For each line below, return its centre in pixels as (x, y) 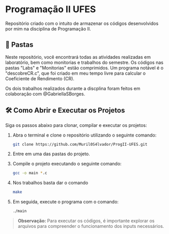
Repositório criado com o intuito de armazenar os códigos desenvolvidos (82, 23)
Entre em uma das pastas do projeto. (51, 154)
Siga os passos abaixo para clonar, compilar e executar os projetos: (76, 125)
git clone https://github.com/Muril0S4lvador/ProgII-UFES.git (80, 144)
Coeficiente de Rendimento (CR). (40, 78)
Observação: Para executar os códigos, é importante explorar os (86, 221)
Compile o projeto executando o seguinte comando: (67, 164)
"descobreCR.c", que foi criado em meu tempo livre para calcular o (76, 73)
